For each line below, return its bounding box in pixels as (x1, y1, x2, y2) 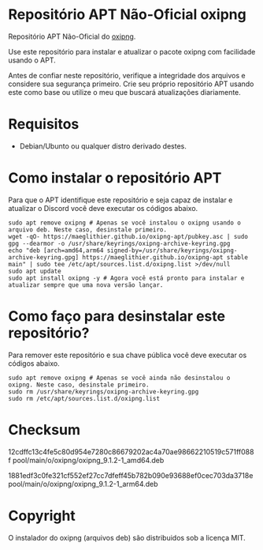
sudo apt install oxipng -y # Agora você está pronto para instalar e (8, 274, 245, 282)
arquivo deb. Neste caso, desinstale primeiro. (8, 225, 168, 234)
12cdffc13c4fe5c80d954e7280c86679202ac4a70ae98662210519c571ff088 (8, 446, 254, 456)
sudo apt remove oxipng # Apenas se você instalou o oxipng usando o (8, 219, 242, 227)
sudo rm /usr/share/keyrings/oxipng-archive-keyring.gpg (8, 387, 199, 396)
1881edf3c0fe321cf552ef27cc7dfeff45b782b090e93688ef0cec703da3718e (8, 470, 254, 480)
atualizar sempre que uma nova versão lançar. (8, 281, 164, 289)
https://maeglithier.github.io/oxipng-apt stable (82, 253, 248, 262)
